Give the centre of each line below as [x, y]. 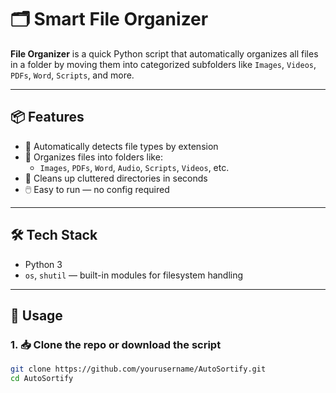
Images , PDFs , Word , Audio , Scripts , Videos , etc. [134, 167]
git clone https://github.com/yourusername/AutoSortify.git [138, 369]
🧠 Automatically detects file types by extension [121, 146]
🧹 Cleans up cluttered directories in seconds [116, 178]
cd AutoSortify [42, 379]
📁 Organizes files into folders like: [93, 157]
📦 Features [47, 117]
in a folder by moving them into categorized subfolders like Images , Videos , [163, 64]
